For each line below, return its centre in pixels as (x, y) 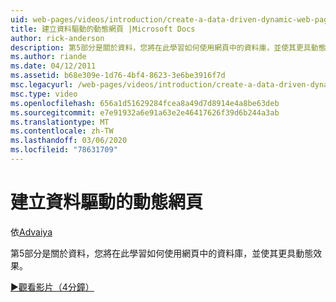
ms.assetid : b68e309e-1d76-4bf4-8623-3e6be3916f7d (118, 76)
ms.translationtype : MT (60, 122)
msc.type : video (44, 94)
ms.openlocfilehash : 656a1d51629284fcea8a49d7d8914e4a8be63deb (145, 103)
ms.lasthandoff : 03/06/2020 (69, 141)
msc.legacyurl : (42, 85)
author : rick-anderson (57, 38)
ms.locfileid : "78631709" (64, 150)
